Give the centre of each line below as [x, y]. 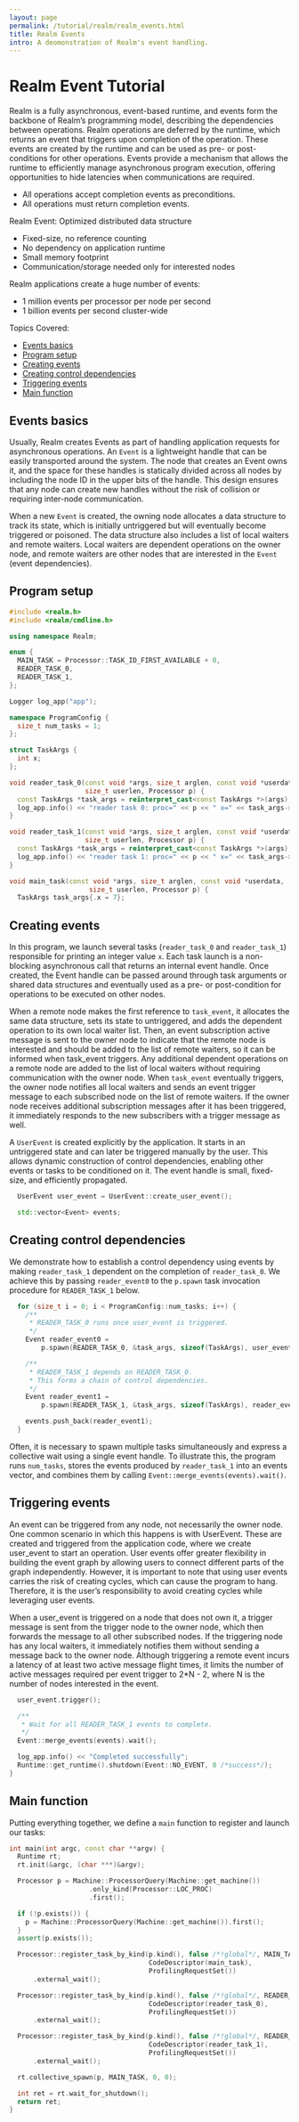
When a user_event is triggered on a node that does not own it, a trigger [141, 1617]
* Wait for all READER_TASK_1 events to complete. [117, 1724]
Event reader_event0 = [67, 1340]
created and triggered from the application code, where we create [130, 1543]
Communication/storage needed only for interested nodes [129, 267]
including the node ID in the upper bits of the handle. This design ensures [144, 480]
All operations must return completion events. [105, 204]
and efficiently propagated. [78, 1180]
